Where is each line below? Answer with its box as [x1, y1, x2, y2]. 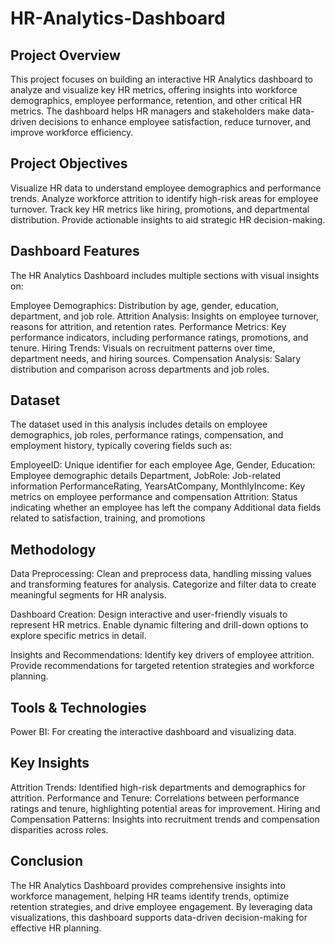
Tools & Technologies [10, 699, 147, 716]
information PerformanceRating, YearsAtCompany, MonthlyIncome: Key [10, 480, 306, 492]
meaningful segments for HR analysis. [10, 589, 167, 601]
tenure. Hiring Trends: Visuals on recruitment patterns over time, [10, 342, 276, 354]
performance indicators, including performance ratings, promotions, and [10, 331, 309, 343]
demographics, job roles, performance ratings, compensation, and [10, 429, 284, 441]
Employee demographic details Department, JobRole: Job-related [10, 470, 282, 482]
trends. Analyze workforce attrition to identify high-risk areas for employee [10, 192, 319, 204]
